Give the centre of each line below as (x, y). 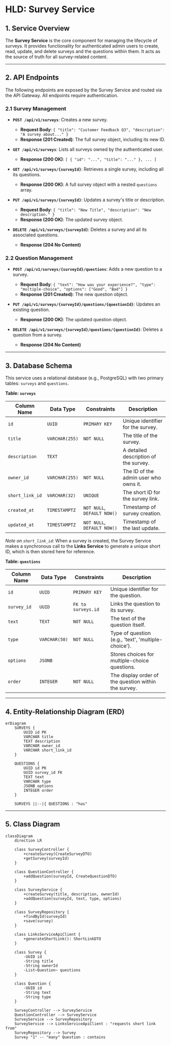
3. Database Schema (39, 365)
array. (26, 190)
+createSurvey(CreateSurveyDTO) (58, 854)
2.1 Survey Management (36, 108)
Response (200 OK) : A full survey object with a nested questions (89, 184)
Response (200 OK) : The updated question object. (74, 320)
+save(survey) (38, 921)
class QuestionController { (44, 872)
